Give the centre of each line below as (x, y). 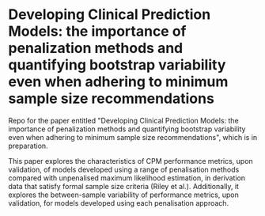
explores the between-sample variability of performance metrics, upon (123, 195)
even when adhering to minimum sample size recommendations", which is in (133, 137)
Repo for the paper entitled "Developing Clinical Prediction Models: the (123, 120)
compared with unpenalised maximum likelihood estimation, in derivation (127, 178)
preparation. (28, 146)
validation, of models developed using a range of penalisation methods (124, 169)
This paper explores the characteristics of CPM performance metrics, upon (131, 161)
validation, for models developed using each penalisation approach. (119, 203)
